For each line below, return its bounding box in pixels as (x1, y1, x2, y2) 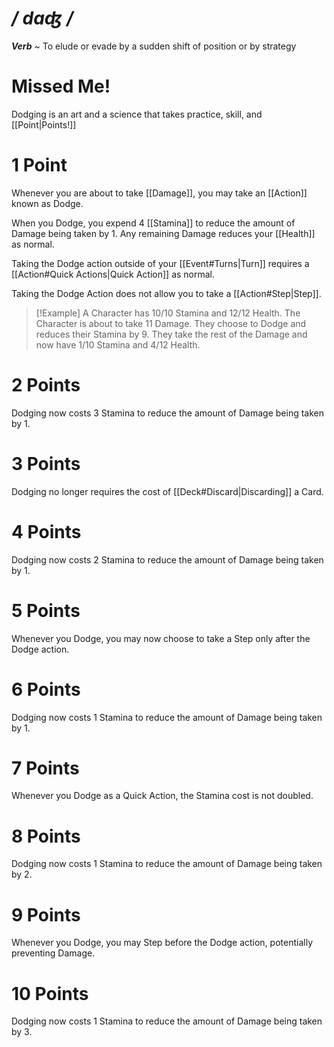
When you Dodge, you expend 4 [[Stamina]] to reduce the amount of (11, 217, 296, 229)
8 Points (11, 825, 81, 847)
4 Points (11, 520, 82, 543)
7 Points (11, 757, 80, 779)
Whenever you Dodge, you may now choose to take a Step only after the (11, 632, 311, 644)
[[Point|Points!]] (11, 118, 77, 131)
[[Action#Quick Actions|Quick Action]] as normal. (11, 268, 216, 280)
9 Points (11, 903, 81, 926)
